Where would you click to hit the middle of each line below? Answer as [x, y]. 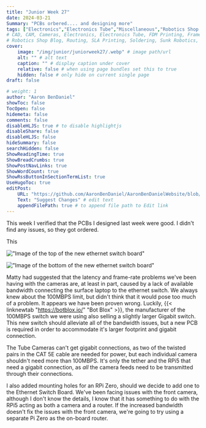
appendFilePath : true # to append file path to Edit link [93, 205]
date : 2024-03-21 [29, 18]
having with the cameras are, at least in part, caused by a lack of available [100, 283]
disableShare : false [33, 132]
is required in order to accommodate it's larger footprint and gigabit [91, 329]
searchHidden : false [33, 148]
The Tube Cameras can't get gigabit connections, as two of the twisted [96, 348]
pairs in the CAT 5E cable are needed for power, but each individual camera [102, 354]
